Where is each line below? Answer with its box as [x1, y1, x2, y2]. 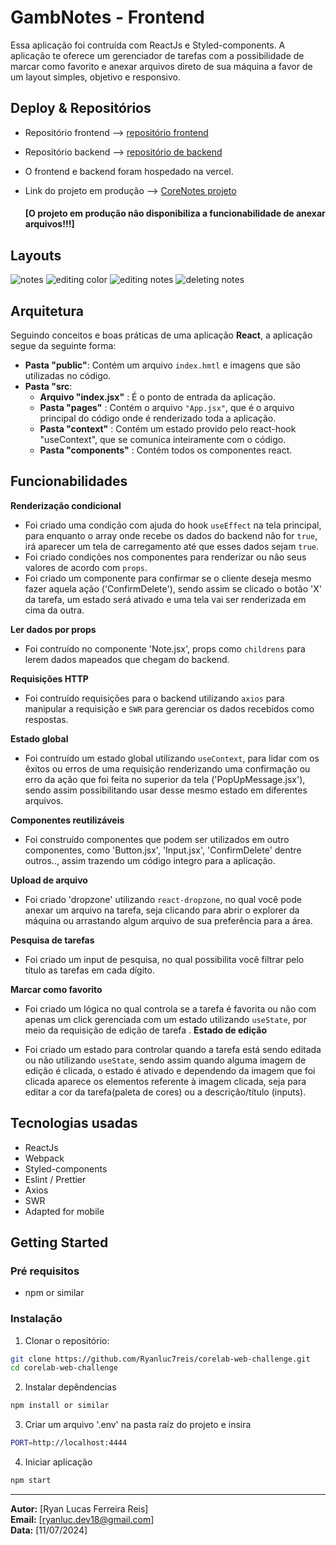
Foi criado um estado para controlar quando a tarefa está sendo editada [24, 1043, 322, 1055]
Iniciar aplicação [24, 1456, 93, 1468]
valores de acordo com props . [24, 561, 148, 573]
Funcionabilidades [10, 473, 128, 490]
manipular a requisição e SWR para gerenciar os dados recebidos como [24, 702, 315, 715]
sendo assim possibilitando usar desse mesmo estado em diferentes [24, 784, 308, 796]
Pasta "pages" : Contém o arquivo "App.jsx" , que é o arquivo [39, 401, 295, 413]
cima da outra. [24, 604, 85, 616]
